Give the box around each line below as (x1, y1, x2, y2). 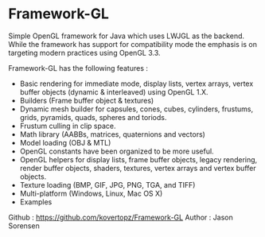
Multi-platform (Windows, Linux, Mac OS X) (19, 188, 163, 198)
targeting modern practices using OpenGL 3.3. (8, 48, 161, 57)
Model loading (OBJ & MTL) (19, 138, 111, 147)
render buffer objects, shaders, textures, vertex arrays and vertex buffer (19, 163, 256, 173)
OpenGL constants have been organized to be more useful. (19, 146, 214, 156)
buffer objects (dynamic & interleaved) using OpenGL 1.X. (19, 87, 208, 96)
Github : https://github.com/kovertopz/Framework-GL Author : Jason (8, 212, 233, 222)
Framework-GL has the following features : (8, 63, 149, 72)
